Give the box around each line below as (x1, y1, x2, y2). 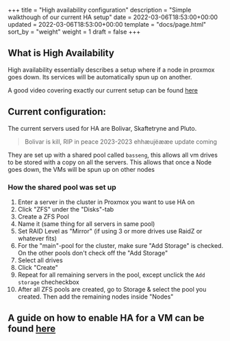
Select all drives (17, 256, 64, 264)
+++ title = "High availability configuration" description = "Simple (8, 6, 192, 14)
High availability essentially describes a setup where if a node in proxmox (8, 65, 215, 74)
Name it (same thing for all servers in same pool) (17, 219, 155, 228)
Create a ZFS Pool (17, 212, 69, 220)
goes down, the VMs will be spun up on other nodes (8, 165, 155, 173)
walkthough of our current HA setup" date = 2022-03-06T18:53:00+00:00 (8, 13, 218, 21)
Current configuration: (8, 106, 107, 118)
